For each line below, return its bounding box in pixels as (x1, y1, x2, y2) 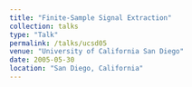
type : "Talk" (9, 30, 59, 39)
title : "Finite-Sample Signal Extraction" (9, 13, 172, 23)
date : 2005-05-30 (9, 55, 75, 64)
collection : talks (9, 22, 79, 31)
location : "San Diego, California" (9, 64, 144, 73)
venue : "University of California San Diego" (9, 47, 184, 56)
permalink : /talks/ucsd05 (9, 38, 107, 48)
